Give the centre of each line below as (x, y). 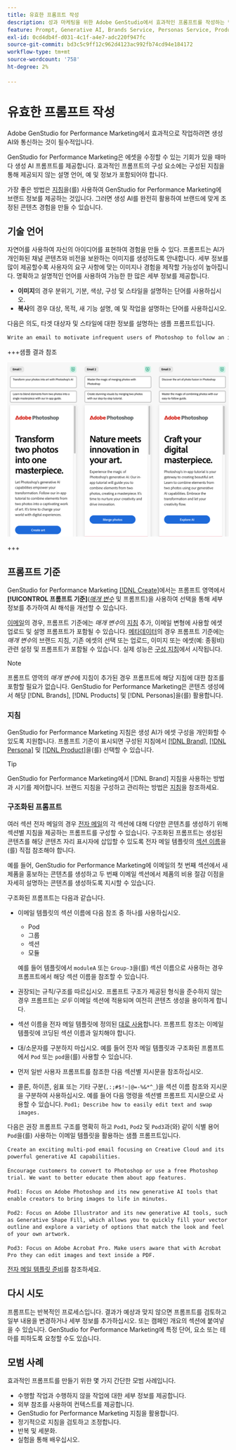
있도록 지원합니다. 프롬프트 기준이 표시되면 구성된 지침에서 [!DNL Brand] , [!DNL (117, 741)
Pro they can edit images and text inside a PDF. (81, 1255)
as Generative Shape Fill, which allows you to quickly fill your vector (118, 1220)
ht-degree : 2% (28, 67)
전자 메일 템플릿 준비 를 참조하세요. (54, 1269)
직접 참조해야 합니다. (47, 850)
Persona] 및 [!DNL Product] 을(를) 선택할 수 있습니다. (81, 749)
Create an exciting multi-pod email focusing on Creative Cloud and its (116, 1149)
